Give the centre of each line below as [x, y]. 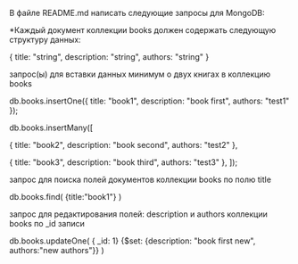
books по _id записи [47, 223]
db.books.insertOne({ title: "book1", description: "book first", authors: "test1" [149, 101]
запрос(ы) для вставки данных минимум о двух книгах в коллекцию [140, 74]
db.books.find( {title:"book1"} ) [66, 197]
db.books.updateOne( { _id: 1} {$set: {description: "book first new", [132, 241]
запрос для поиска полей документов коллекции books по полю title [141, 179]
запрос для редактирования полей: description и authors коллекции [138, 214]
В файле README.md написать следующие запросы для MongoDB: [137, 13]
